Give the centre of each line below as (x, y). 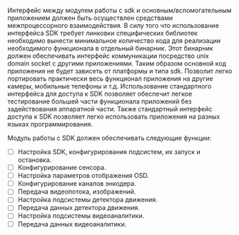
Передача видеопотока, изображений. (77, 191)
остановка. (35, 160)
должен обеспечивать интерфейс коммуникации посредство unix (108, 56)
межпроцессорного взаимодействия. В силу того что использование (113, 25)
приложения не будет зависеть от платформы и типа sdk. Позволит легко (120, 71)
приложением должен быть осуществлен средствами (90, 18)
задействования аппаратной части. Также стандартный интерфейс (110, 109)
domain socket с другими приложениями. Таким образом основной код (117, 63)
